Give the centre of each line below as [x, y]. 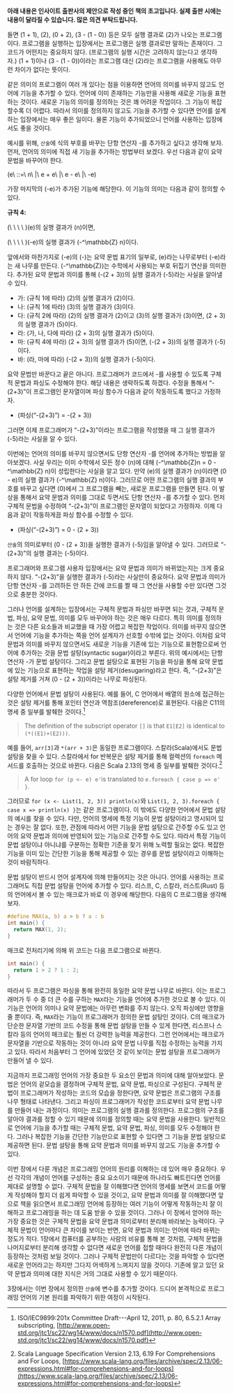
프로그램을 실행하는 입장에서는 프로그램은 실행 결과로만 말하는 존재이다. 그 [122, 43]
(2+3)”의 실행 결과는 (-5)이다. [48, 553]
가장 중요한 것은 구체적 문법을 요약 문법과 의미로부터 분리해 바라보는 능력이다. [112, 1221]
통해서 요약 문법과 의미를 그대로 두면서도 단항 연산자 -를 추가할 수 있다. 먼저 [122, 497]
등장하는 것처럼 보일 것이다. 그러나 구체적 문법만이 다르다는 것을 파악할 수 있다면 [116, 1256]
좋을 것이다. [36, 128]
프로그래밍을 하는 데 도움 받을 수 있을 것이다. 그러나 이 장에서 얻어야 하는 [124, 1213]
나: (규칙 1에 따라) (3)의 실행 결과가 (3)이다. [76, 307]
